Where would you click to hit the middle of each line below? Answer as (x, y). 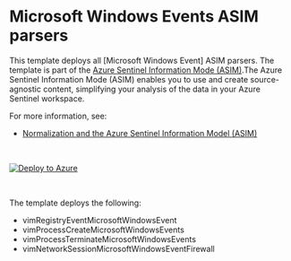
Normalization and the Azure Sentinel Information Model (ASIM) (140, 133)
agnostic (26, 89)
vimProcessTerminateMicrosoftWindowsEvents (109, 239)
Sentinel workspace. (47, 98)
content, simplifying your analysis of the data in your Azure (152, 89)
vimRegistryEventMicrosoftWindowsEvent (99, 220)
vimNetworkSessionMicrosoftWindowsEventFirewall (118, 248)
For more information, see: (58, 116)
